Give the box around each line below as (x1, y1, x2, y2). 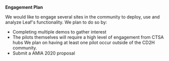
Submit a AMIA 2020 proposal (12, 50, 75, 56)
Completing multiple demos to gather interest (12, 29, 107, 34)
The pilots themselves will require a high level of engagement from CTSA (12, 34, 164, 40)
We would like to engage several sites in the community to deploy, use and (5, 14, 160, 19)
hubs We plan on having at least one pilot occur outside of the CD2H (12, 39, 155, 45)
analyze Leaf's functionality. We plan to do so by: (5, 19, 107, 25)
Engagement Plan (5, 4, 43, 10)
